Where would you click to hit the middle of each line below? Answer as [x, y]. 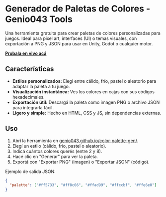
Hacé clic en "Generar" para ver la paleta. [55, 156]
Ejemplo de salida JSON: [30, 171]
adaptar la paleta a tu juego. [41, 86]
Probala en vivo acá [26, 53]
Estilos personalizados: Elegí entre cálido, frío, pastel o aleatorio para [84, 81]
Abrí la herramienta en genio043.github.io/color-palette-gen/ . [75, 141]
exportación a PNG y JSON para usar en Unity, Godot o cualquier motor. [79, 43]
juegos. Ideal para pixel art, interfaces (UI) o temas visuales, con [71, 38]
